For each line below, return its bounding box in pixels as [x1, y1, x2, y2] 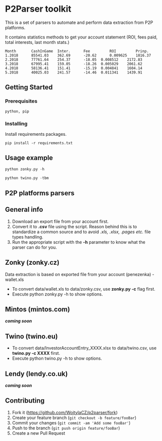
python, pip [5, 109, 29, 114]
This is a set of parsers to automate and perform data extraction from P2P [5, 19, 153, 25]
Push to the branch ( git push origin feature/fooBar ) [12, 425, 120, 431]
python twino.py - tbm [5, 175, 49, 181]
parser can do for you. [12, 244, 57, 250]
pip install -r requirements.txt [5, 140, 73, 146]
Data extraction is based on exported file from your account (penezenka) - [5, 271, 155, 277]
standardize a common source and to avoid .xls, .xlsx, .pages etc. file [12, 229, 151, 235]
